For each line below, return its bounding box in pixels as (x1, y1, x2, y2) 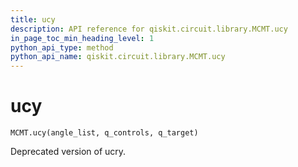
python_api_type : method (10, 42, 114, 53)
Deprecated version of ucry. (10, 146, 127, 158)
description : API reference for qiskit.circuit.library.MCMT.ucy (10, 24, 288, 34)
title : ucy (10, 14, 56, 25)
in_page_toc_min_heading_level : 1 (10, 33, 155, 43)
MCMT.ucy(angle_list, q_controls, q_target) (10, 128, 199, 138)
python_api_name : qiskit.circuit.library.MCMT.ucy (10, 52, 226, 62)
